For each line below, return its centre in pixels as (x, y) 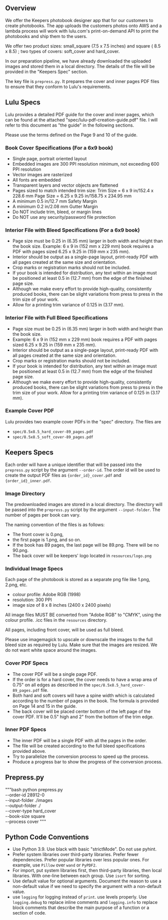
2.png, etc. (16, 585)
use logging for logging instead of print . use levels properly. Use (80, 897)
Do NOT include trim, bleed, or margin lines (57, 212)
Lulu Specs (23, 102)
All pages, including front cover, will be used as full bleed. (64, 630)
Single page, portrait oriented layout (49, 158)
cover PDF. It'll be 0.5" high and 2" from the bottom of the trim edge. (83, 717)
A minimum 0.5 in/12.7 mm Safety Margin (55, 201)
